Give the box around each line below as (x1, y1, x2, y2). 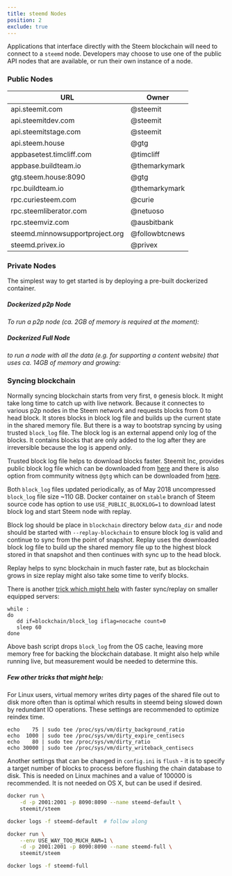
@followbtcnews (131, 228, 185, 238)
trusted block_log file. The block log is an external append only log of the (7, 429, 217, 437)
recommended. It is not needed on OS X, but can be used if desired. (7, 779, 203, 788)
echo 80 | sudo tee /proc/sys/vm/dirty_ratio (7, 739, 151, 746)
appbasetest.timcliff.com (10, 149, 92, 159)
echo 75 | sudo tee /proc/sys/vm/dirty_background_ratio (7, 726, 185, 733)
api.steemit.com (10, 104, 63, 114)
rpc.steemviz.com (10, 217, 69, 227)
